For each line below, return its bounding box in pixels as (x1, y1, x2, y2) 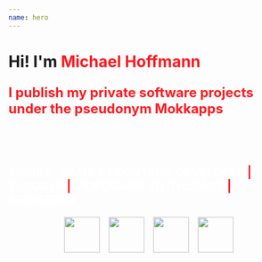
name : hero (8, 12, 49, 22)
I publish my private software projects (8, 84, 254, 101)
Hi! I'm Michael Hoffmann (8, 51, 201, 71)
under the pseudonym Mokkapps (8, 100, 224, 117)
